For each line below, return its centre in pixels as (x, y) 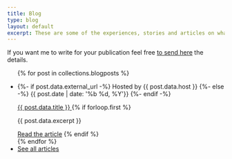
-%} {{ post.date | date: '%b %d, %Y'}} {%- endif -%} (94, 94)
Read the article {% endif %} (58, 134)
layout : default (30, 26)
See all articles (38, 149)
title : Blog (24, 13)
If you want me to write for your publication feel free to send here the (105, 53)
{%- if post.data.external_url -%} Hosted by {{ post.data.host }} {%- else (120, 86)
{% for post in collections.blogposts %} (73, 73)
